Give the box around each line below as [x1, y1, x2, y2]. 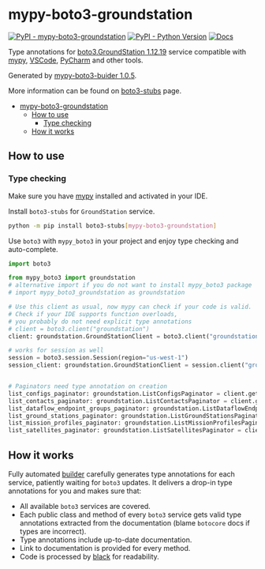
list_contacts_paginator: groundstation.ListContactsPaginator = [8, 397, 227, 405]
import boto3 [8, 259, 51, 268]
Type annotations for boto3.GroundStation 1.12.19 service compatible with [8, 47, 247, 56]
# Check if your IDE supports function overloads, [8, 310, 178, 318]
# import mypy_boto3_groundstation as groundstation [8, 288, 185, 297]
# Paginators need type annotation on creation [8, 382, 168, 390]
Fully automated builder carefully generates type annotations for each [8, 469, 235, 479]
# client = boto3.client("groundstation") [8, 325, 150, 333]
